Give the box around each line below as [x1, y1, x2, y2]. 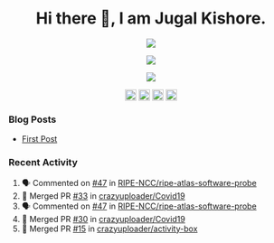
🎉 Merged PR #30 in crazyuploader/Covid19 [21, 213, 186, 224]
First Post [21, 134, 58, 145]
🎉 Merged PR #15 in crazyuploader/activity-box [21, 223, 198, 234]
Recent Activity [8, 156, 79, 169]
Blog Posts [8, 113, 57, 126]
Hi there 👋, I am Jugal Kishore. [35, 8, 267, 29]
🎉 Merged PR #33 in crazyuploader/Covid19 [21, 190, 186, 201]
